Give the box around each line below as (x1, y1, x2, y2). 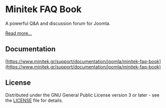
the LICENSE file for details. (5, 97, 64, 103)
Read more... (5, 30, 32, 36)
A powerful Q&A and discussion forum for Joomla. (5, 20, 110, 26)
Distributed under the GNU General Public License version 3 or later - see (5, 92, 160, 98)
